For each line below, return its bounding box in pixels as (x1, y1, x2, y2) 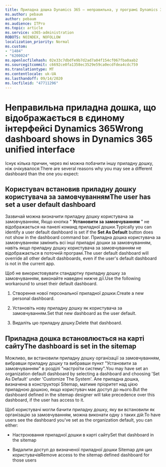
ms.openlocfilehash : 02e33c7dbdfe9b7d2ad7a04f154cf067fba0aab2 (5, 58, 138, 63)
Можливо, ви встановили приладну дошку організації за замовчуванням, (5, 355, 161, 361)
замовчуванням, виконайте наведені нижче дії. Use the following (5, 275, 141, 281)
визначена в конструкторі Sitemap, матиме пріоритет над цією (5, 381, 138, 388)
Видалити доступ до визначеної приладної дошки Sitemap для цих (12, 447, 153, 453)
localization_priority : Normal (5, 39, 70, 44)
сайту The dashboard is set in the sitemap (5, 342, 137, 350)
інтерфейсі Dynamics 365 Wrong (5, 123, 143, 134)
